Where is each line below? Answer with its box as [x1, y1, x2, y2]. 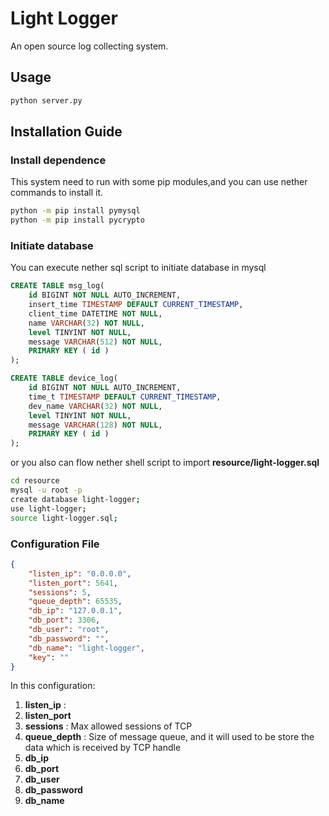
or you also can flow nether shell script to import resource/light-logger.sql [10, 457, 320, 469]
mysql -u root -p [10, 485, 83, 496]
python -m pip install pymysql [10, 206, 141, 216]
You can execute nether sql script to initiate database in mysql [10, 262, 267, 274]
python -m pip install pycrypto [10, 215, 145, 226]
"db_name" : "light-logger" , [28, 643, 145, 653]
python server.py [10, 95, 83, 106]
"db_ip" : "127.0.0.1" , [28, 606, 123, 616]
